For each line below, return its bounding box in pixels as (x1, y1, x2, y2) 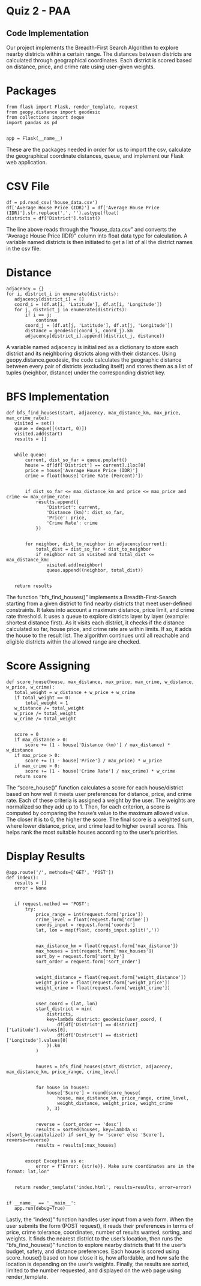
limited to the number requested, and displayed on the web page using (6, 1267, 181, 1274)
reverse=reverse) (6, 1137, 50, 1143)
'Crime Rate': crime (46, 520, 98, 526)
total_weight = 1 (25, 700, 68, 706)
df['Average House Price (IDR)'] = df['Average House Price (6, 205, 160, 211)
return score (14, 773, 47, 779)
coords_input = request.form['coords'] (35, 922, 136, 928)
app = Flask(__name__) (6, 135, 63, 142)
